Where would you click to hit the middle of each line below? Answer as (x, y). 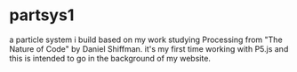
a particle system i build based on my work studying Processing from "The (146, 40)
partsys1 (42, 15)
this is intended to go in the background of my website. (110, 58)
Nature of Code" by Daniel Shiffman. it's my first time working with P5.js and (149, 48)
